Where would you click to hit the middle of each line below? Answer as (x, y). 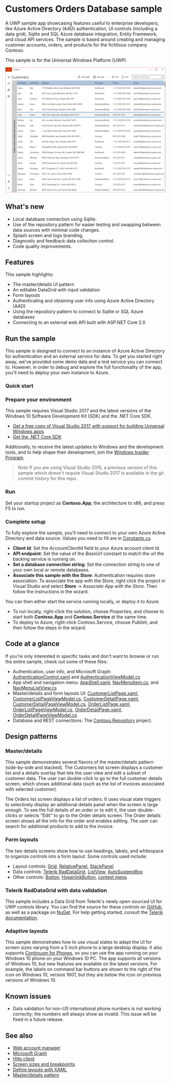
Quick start (20, 386)
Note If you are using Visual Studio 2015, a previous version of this (87, 468)
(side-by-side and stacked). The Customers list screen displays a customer (84, 767)
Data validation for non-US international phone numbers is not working (87, 1009)
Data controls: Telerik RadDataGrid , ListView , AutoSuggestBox (78, 871)
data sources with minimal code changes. (56, 230)
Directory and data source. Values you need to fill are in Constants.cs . (78, 538)
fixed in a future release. (38, 1020)
